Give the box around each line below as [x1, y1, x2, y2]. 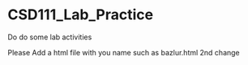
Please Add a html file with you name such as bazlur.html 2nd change [7, 47, 240, 57]
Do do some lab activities [7, 32, 92, 42]
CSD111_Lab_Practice [7, 6, 154, 24]
